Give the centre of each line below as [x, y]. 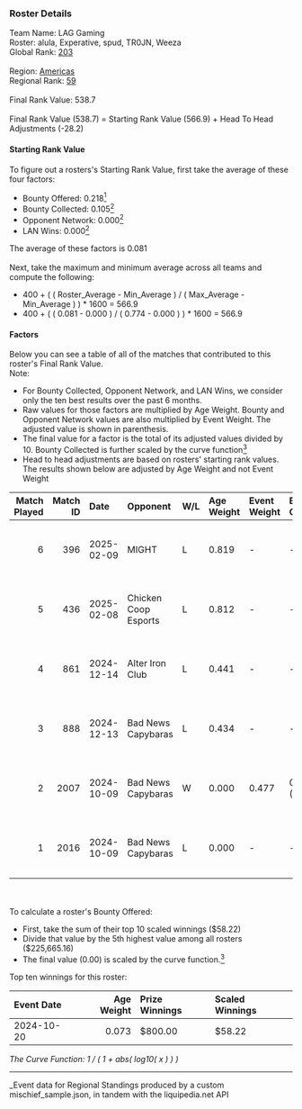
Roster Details [41, 14]
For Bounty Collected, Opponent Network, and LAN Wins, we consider [152, 391]
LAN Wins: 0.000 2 [56, 230]
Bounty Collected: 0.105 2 [68, 208]
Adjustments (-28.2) [46, 129]
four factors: [32, 179]
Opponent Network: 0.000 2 [73, 219]
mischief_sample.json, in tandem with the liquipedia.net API [119, 1094]
